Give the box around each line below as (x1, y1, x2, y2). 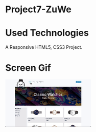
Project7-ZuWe (5, 4, 71, 15)
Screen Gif (5, 62, 51, 74)
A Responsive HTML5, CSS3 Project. (5, 44, 83, 50)
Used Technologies (5, 27, 89, 39)
